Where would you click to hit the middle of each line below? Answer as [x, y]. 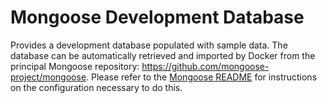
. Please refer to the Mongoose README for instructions [202, 77]
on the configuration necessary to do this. [96, 87]
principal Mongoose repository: [75, 66]
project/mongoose [48, 77]
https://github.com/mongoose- [205, 66]
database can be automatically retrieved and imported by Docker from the [163, 55]
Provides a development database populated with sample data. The [149, 45]
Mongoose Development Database [157, 17]
